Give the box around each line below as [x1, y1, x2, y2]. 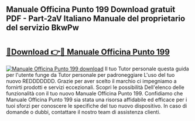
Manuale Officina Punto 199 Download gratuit [6, 5, 176, 15]
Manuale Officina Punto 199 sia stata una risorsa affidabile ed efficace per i [6, 96, 187, 103]
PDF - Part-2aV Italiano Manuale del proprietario [6, 14, 186, 24]
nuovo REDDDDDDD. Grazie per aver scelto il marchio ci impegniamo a [6, 78, 177, 84]
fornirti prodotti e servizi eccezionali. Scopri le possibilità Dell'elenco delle [6, 84, 184, 91]
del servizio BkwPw [6, 23, 79, 33]
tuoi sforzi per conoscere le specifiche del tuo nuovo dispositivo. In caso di [6, 102, 187, 109]
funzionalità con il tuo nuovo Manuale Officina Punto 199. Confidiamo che [6, 90, 183, 97]
